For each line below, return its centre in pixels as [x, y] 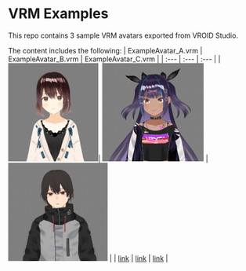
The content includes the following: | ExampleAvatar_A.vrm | [105, 50]
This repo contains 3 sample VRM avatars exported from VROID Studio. [123, 35]
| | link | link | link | [139, 258]
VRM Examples [58, 14]
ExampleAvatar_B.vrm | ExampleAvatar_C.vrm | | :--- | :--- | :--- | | [114, 59]
